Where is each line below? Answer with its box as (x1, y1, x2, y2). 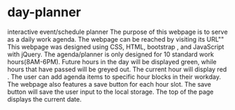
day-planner (7, 4, 81, 20)
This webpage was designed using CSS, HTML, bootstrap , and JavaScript (7, 42, 224, 51)
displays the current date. (7, 94, 82, 103)
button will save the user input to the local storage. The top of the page (7, 87, 214, 96)
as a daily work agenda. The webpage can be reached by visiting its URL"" (7, 35, 224, 43)
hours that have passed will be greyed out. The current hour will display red (7, 65, 227, 73)
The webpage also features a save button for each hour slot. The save (7, 80, 212, 88)
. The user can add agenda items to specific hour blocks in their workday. (7, 72, 221, 81)
